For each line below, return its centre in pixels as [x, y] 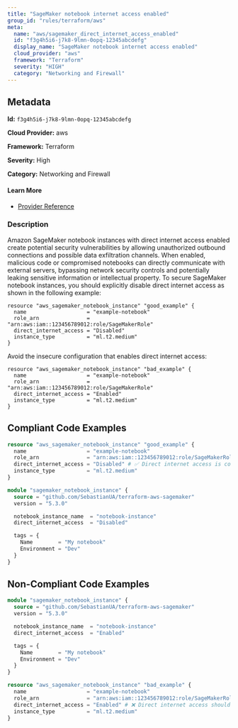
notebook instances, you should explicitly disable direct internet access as [116, 285]
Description [28, 224]
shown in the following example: [54, 292]
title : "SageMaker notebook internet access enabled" [89, 14]
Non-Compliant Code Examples [79, 584]
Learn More [25, 190]
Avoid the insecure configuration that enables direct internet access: [107, 356]
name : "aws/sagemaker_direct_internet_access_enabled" [96, 34]
